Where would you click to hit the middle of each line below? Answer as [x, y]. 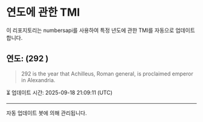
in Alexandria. [38, 80]
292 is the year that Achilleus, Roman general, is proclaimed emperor [107, 74]
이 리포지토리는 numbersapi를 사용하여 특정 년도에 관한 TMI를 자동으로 [90, 30]
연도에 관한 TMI [43, 12]
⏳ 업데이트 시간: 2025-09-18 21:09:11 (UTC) [60, 92]
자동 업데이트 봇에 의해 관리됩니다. [47, 113]
